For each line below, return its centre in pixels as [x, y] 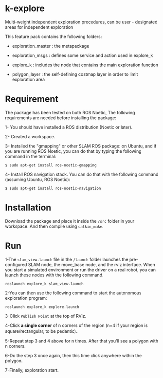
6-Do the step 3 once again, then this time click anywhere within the [73, 355]
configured [16, 264]
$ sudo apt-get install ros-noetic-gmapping [51, 165]
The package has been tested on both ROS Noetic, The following [70, 112]
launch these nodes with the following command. [54, 275]
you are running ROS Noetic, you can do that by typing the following [73, 151]
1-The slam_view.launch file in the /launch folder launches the [67, 259]
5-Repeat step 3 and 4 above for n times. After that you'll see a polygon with [82, 341]
